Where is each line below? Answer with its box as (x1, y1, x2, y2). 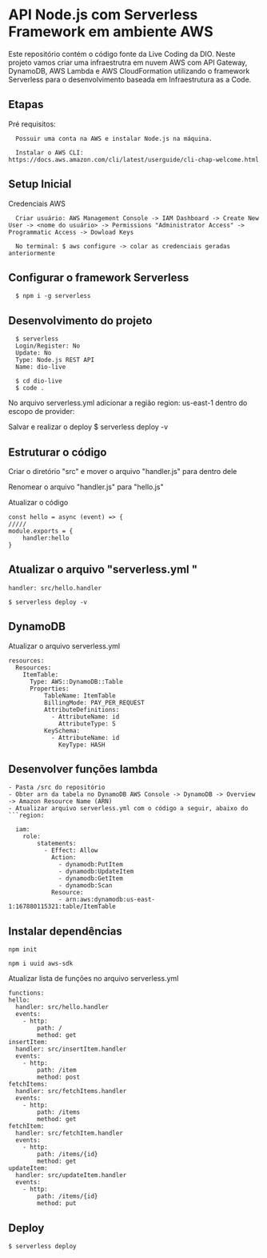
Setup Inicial (8, 178, 72, 191)
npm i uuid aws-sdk (8, 959, 74, 968)
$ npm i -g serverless (15, 292, 91, 300)
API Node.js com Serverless (8, 6, 198, 24)
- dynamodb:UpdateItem (58, 867, 134, 876)
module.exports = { (8, 527, 74, 535)
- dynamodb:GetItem (58, 874, 124, 882)
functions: (8, 989, 45, 998)
